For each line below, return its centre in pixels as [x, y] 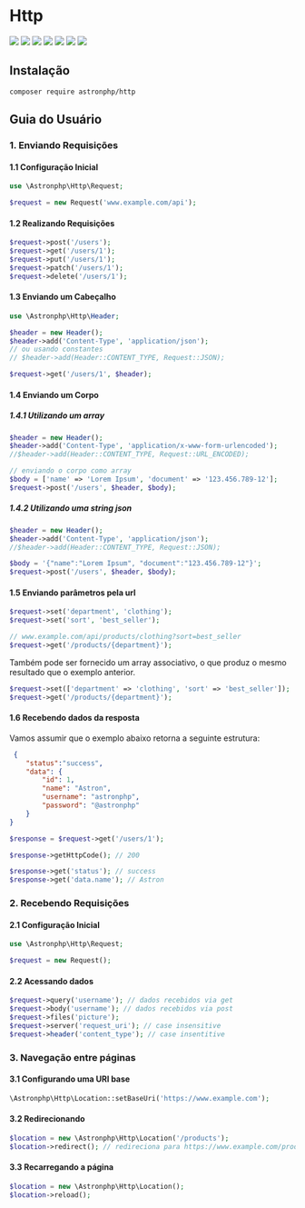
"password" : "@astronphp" [91, 805]
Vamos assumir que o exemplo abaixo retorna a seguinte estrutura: [135, 738]
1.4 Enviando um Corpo [54, 394]
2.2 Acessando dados [51, 981]
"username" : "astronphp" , [91, 797]
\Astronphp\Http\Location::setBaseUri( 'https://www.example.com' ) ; [140, 1098]
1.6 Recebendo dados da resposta [75, 718]
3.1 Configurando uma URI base [70, 1079]
